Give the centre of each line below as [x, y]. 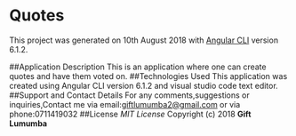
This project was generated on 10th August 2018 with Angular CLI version [144, 40]
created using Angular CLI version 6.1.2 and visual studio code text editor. [144, 85]
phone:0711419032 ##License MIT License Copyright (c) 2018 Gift [130, 114]
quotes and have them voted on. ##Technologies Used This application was [148, 76]
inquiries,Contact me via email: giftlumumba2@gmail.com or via [125, 104]
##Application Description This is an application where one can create [138, 67]
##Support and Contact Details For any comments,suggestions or [130, 95]
